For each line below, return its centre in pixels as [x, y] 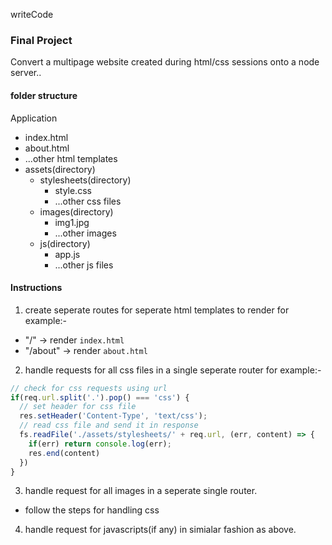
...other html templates [71, 158]
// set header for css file [78, 407]
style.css [73, 190]
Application [34, 118]
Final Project [41, 40]
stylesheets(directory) [85, 180]
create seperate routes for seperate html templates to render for [157, 310]
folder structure [44, 95]
